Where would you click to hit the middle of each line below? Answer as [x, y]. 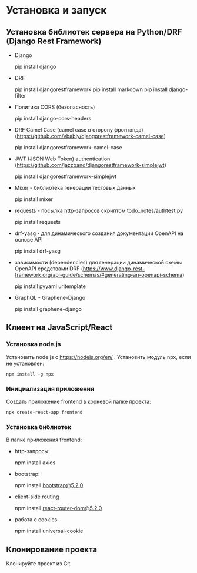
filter [20, 95]
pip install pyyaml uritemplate [50, 286]
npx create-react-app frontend [44, 412]
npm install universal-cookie [49, 531]
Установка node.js [34, 344]
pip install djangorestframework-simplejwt [66, 176]
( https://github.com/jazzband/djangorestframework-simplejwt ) [90, 165]
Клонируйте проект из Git [38, 564]
